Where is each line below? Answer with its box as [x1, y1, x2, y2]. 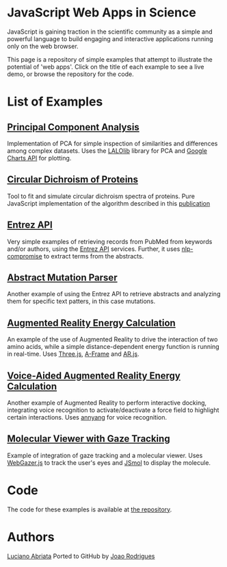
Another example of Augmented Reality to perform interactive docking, [7, 399, 207, 407]
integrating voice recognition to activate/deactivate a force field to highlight [7, 406, 219, 414]
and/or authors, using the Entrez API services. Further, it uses [7, 245, 181, 253]
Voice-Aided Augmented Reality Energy [7, 370, 181, 381]
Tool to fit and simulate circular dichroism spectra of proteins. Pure [7, 192, 195, 200]
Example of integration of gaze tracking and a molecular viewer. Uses [7, 451, 203, 459]
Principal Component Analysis [7, 121, 140, 133]
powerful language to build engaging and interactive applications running [7, 34, 213, 43]
